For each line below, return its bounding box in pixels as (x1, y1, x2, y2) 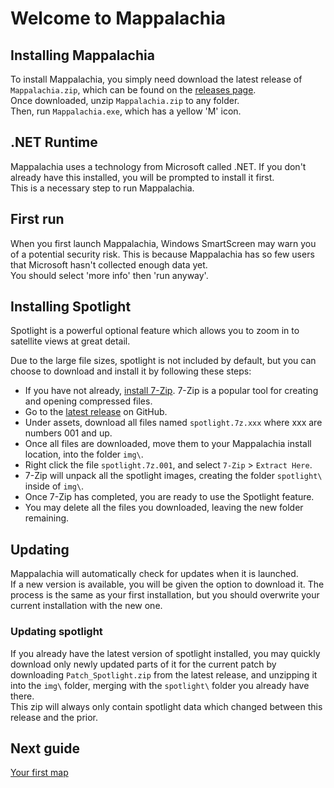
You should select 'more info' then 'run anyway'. (10, 269, 209, 281)
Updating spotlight (10, 625, 103, 639)
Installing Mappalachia (10, 47, 155, 64)
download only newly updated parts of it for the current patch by (10, 658, 277, 670)
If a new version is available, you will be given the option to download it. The (10, 578, 325, 591)
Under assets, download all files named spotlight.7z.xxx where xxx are (24, 417, 323, 429)
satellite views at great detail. (10, 335, 131, 347)
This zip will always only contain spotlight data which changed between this (10, 700, 323, 712)
